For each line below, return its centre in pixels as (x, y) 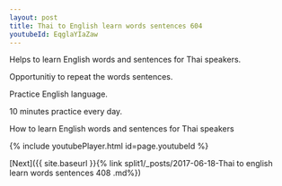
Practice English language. (58, 94)
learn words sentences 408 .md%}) (75, 173)
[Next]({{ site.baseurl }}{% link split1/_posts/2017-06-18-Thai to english (141, 164)
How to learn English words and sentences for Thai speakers (122, 129)
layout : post (34, 17)
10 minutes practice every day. (66, 112)
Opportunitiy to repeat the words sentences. (91, 77)
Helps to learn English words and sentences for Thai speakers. (125, 60)
